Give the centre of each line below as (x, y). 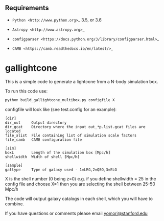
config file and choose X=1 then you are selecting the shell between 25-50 (80, 184)
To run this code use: (26, 91)
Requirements (27, 8)
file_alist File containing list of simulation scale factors (71, 135)
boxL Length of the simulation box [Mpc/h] (58, 153)
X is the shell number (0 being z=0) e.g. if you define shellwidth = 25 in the (81, 178)
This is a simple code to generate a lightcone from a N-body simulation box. (82, 81)
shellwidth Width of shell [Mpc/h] (42, 157)
